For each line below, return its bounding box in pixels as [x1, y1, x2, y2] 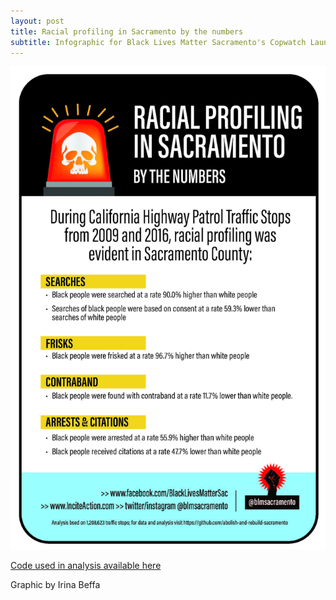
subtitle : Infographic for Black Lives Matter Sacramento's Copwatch [10, 37, 307, 47]
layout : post [10, 16, 65, 26]
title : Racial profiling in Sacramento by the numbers [10, 26, 244, 37]
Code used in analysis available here [10, 560, 162, 572]
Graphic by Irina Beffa [10, 579, 101, 591]
